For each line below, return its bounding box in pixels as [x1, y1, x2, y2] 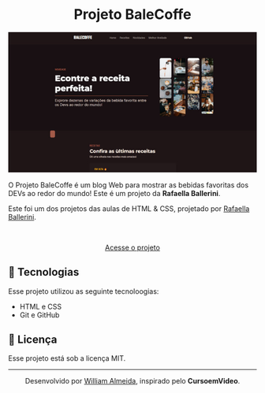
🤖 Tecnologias [8, 265, 80, 279]
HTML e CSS [19, 302, 62, 311]
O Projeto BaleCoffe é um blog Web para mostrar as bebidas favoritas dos [8, 180, 249, 190]
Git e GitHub [19, 310, 60, 320]
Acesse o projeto [105, 243, 160, 252]
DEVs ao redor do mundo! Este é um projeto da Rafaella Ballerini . [8, 188, 221, 198]
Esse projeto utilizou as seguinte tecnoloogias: [8, 286, 159, 296]
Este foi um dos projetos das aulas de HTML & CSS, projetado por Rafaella [8, 203, 250, 213]
